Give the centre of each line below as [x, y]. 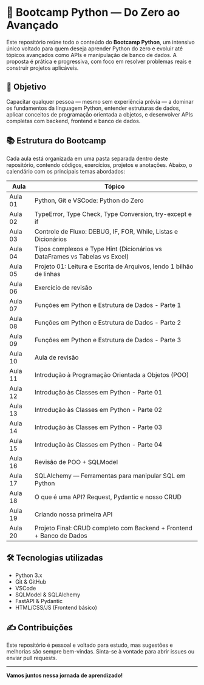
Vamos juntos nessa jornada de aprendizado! [65, 675]
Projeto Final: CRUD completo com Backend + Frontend [114, 528]
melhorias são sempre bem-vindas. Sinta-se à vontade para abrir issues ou [100, 652]
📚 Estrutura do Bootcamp [56, 141]
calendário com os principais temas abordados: [66, 171]
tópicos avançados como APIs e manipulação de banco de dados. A [92, 55]
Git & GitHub [31, 582]
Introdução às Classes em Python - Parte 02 [98, 410]
